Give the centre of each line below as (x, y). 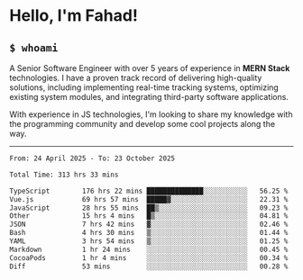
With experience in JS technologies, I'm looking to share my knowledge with (151, 114)
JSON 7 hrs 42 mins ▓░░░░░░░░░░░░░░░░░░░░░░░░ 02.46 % (149, 225)
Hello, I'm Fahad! (73, 16)
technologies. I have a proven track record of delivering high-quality (136, 78)
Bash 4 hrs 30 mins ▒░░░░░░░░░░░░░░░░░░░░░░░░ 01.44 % (149, 233)
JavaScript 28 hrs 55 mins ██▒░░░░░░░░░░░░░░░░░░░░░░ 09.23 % (149, 208)
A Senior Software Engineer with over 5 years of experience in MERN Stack (150, 68)
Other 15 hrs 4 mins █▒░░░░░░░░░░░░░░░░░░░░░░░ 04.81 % (149, 216)
